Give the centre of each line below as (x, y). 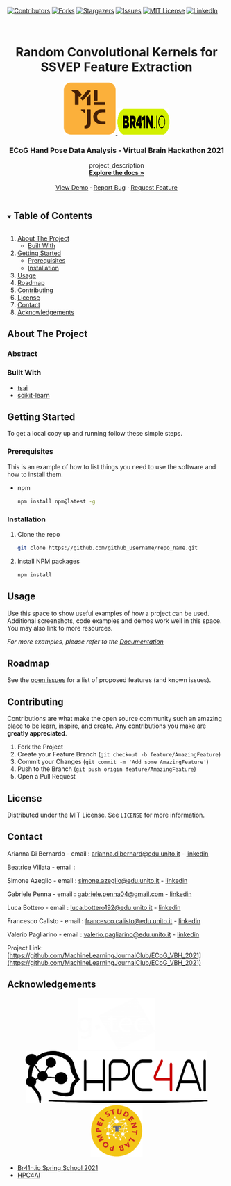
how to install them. (35, 474)
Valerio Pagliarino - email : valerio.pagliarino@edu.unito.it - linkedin (103, 934)
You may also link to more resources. (60, 628)
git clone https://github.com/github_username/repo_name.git (108, 548)
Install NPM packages (48, 561)
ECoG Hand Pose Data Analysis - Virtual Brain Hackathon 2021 (117, 150)
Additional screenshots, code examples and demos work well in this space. (114, 620)
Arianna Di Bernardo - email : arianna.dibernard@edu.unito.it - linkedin (108, 853)
